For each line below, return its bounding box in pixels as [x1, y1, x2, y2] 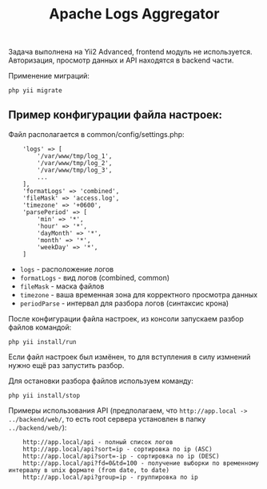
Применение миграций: [8, 71, 90, 80]
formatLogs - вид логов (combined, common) [19, 273, 170, 282]
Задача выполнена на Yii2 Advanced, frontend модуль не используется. [8, 46, 253, 56]
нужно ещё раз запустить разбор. [8, 360, 125, 370]
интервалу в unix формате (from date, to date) [8, 466, 170, 474]
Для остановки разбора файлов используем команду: [8, 376, 193, 386]
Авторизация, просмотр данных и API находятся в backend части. [8, 55, 234, 65]
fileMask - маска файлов [19, 281, 105, 291]
